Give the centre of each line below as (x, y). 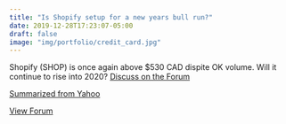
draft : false (33, 34)
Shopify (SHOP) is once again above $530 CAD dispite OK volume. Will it (143, 67)
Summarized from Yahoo (55, 94)
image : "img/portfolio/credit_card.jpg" (86, 42)
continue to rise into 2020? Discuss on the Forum (99, 77)
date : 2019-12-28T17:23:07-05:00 (71, 26)
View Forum (31, 111)
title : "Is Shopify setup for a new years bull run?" (111, 17)
